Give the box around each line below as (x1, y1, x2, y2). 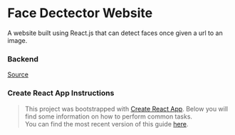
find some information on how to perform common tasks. (24, 112, 193, 121)
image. (7, 36, 28, 44)
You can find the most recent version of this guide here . (24, 119, 189, 128)
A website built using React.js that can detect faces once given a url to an (7, 29, 223, 37)
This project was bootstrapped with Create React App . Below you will (24, 104, 229, 113)
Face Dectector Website (7, 5, 153, 21)
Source (7, 70, 28, 79)
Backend (7, 54, 39, 64)
